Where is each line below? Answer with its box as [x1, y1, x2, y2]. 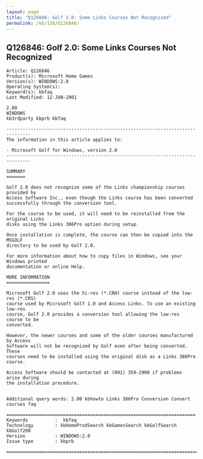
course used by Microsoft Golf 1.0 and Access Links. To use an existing [6, 301, 196, 307]
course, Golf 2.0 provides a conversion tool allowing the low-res [6, 311, 180, 317]
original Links [6, 216, 45, 223]
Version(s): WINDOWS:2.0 [6, 79, 69, 85]
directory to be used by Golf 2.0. [6, 243, 96, 249]
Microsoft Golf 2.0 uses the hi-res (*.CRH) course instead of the [6, 290, 180, 296]
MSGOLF [6, 237, 23, 244]
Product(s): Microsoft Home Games [6, 73, 94, 79]
